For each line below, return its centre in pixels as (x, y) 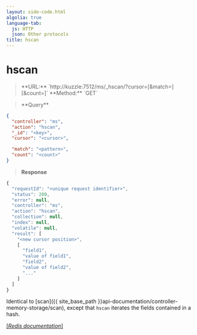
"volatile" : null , (35, 228)
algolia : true (24, 18)
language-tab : (24, 23)
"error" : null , (31, 200)
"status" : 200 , (31, 194)
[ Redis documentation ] (35, 326)
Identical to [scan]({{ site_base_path (51, 301)
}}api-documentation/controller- (138, 301)
